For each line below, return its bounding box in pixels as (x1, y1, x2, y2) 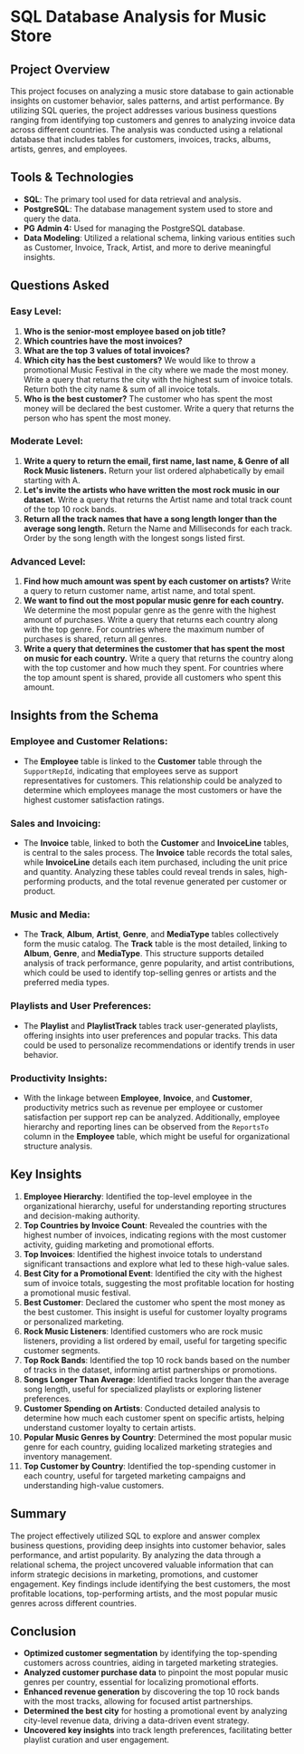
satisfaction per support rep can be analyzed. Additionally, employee (23, 1111, 280, 1122)
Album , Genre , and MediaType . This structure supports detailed (23, 948, 265, 959)
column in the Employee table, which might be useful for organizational (23, 1130, 290, 1141)
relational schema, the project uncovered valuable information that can (10, 1559, 274, 1570)
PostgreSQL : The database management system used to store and (23, 203, 273, 214)
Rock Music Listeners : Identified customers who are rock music (23, 1325, 263, 1336)
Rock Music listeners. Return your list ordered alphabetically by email (23, 465, 285, 476)
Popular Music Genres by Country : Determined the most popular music (23, 1431, 292, 1442)
